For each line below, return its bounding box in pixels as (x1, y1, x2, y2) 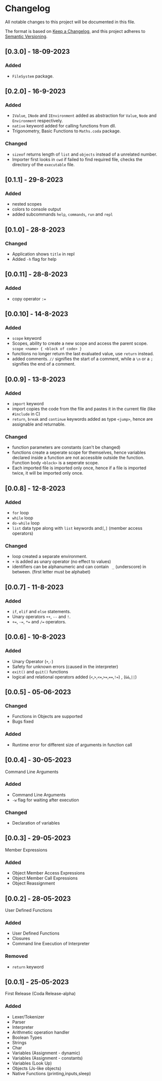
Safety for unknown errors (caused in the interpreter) (12, 664, 118, 669)
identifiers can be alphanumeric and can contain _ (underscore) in (12, 564, 146, 570)
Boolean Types (12, 1034, 42, 1040)
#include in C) (12, 411, 40, 417)
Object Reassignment (12, 880, 55, 886)
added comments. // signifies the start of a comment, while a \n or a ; (12, 356, 153, 362)
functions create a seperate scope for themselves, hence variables (12, 449, 146, 456)
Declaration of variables (12, 820, 60, 826)
